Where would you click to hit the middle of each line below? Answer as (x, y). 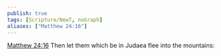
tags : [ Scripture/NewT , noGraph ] (55, 20)
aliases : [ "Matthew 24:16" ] (47, 26)
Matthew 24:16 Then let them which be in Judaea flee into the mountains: (111, 46)
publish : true (27, 13)
